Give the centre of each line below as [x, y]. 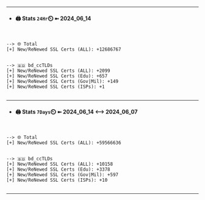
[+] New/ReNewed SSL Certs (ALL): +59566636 [64, 143]
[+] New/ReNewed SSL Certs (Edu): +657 [57, 76]
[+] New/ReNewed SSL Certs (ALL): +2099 [59, 71]
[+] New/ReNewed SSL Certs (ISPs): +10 [57, 180]
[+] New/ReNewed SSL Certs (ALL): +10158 [60, 164]
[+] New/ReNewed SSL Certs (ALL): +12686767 [64, 49]
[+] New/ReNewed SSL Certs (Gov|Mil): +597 [63, 175]
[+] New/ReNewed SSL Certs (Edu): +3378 [59, 170]
